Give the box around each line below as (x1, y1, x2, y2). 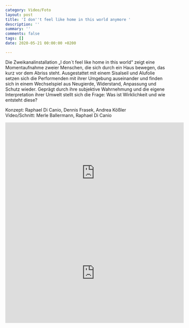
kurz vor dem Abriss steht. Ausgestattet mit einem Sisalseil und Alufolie (5, 70, 155, 76)
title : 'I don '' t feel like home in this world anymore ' (5, 17, 131, 22)
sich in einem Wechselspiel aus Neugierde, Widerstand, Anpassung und (5, 80, 156, 87)
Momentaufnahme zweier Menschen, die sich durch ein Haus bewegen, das (5, 64, 165, 70)
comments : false (5, 31, 40, 36)
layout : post (5, 12, 33, 17)
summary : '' (5, 26, 31, 32)
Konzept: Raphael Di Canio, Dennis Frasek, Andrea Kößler (5, 106, 126, 113)
